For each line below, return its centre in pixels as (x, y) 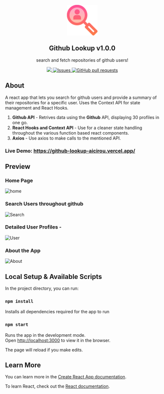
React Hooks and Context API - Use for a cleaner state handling (77, 128)
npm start (17, 325)
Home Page (19, 180)
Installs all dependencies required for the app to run (57, 312)
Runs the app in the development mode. (45, 335)
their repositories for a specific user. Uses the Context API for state (73, 102)
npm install (19, 301)
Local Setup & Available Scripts (54, 277)
